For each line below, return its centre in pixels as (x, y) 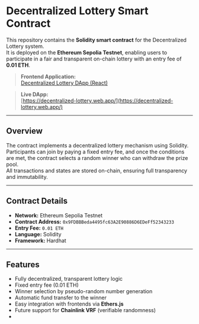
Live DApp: (34, 94)
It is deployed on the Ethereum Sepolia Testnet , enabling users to (87, 52)
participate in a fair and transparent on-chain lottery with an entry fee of (94, 59)
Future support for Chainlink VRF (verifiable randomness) (85, 310)
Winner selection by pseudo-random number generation (84, 291)
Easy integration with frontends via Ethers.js (69, 304)
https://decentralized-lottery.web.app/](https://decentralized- (98, 100)
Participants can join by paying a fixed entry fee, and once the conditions (95, 152)
